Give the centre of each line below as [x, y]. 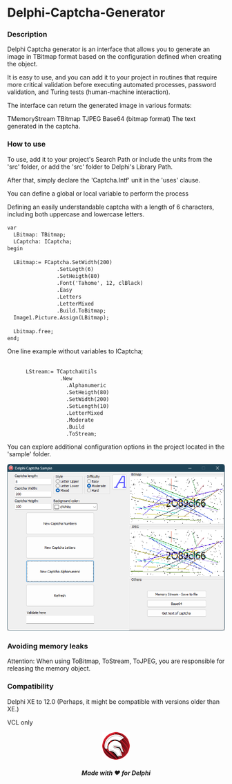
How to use [27, 144]
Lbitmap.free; [33, 331]
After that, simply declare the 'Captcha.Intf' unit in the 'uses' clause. [104, 180]
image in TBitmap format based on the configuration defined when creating [115, 57]
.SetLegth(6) [75, 269]
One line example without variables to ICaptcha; [75, 351]
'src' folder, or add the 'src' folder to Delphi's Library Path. [90, 167]
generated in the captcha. [44, 127]
